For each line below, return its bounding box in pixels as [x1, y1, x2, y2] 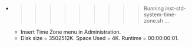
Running [143, 5, 164, 12]
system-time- [143, 11, 177, 18]
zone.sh [143, 17, 164, 24]
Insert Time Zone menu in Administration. [20, 28, 121, 35]
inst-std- [164, 5, 187, 12]
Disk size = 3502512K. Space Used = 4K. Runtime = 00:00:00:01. [20, 35, 179, 41]
